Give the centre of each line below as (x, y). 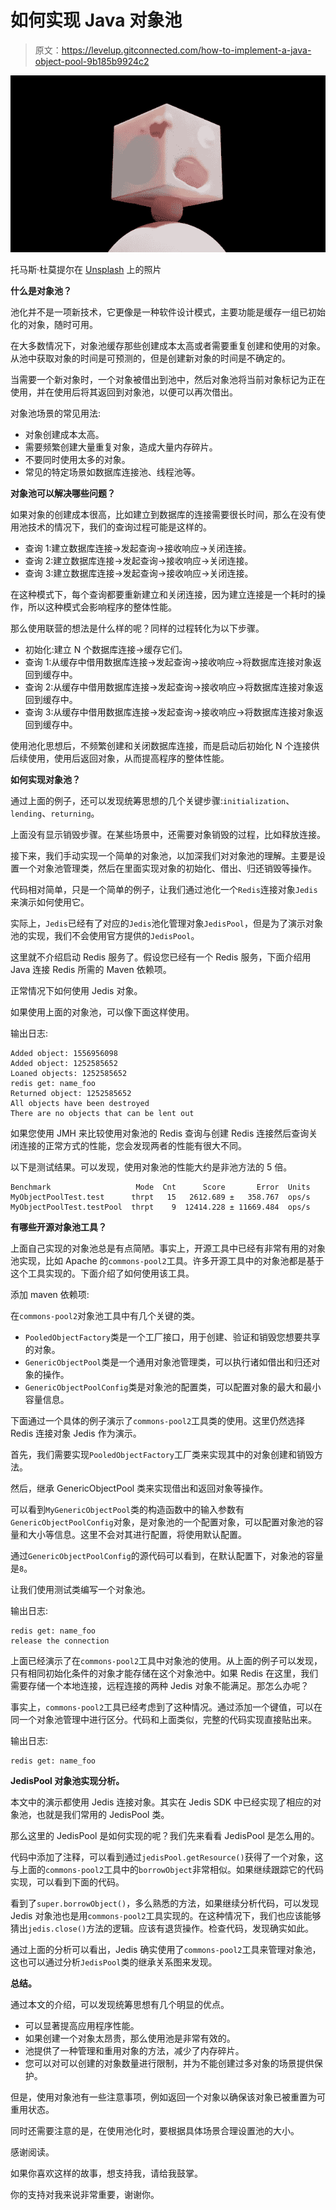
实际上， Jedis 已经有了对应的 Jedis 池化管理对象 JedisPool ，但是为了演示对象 (167, 923)
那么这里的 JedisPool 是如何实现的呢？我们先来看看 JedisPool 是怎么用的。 (165, 1836)
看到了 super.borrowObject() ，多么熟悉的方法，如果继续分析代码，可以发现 (165, 1903)
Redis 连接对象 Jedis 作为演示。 (76, 1433)
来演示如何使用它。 (50, 902)
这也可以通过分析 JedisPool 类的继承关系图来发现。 (114, 1962)
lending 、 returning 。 (55, 813)
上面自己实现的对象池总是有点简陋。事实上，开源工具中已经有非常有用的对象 (168, 1248)
